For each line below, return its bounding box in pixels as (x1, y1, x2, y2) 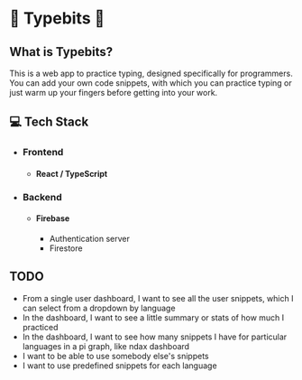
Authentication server (49, 234, 131, 245)
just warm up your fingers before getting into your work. (9, 88, 218, 97)
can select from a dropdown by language (22, 302, 176, 313)
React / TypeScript (35, 168, 108, 179)
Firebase (35, 213, 70, 224)
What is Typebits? (9, 44, 114, 60)
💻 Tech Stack (9, 115, 89, 130)
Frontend (22, 146, 64, 159)
